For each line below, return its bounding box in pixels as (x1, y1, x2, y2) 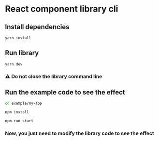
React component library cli (5, 3, 118, 15)
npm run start (5, 119, 34, 124)
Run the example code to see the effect (5, 88, 126, 96)
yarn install (5, 35, 31, 40)
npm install (5, 110, 29, 115)
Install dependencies (5, 23, 70, 31)
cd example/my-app (5, 101, 42, 106)
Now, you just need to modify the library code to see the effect (5, 130, 155, 137)
